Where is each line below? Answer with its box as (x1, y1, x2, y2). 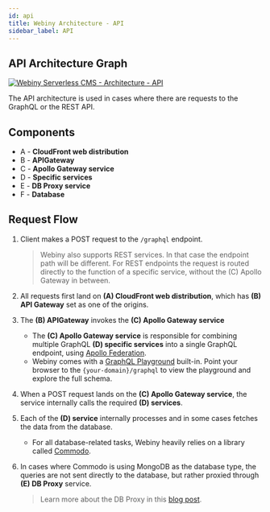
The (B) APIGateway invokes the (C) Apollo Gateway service (19, 315, 225, 324)
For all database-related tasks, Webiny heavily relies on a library (31, 437, 246, 447)
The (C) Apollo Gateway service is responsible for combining (31, 331, 238, 341)
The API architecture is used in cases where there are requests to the (8, 93, 239, 103)
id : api (8, 11, 35, 20)
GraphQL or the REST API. (8, 102, 95, 112)
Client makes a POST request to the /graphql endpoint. (19, 234, 203, 244)
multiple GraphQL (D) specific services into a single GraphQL (31, 339, 238, 349)
